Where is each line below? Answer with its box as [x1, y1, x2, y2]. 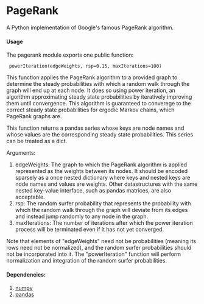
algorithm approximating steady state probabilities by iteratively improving [6, 93, 192, 101]
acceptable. [15, 193, 46, 201]
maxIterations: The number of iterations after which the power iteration [15, 219, 193, 227]
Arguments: [6, 149, 36, 157]
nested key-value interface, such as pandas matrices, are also [15, 187, 172, 194]
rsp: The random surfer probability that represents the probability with [15, 200, 191, 207]
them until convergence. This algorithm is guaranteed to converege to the [6, 100, 191, 107]
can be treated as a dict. [6, 138, 68, 145]
